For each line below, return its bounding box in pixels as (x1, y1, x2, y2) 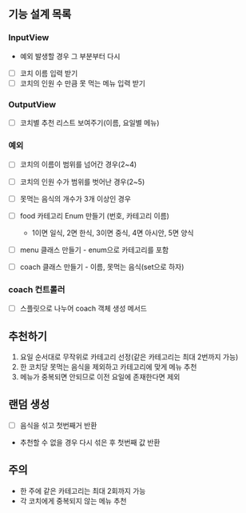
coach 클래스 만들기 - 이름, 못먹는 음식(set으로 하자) (19, 262, 184, 271)
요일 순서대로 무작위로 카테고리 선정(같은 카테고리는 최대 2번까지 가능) (19, 352, 239, 362)
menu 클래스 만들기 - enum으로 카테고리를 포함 (19, 245, 169, 254)
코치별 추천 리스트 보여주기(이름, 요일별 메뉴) (19, 118, 160, 128)
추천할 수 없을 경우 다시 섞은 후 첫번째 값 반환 (19, 437, 161, 447)
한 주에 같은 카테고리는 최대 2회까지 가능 (19, 486, 146, 495)
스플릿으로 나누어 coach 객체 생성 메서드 (19, 303, 148, 314)
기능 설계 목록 (8, 7, 72, 22)
